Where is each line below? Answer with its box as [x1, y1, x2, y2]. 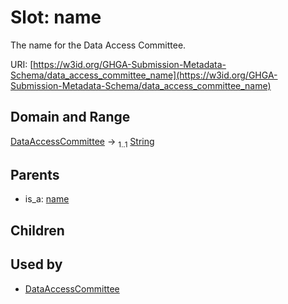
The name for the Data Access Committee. [10, 39, 187, 51]
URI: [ [10, 58, 34, 70]
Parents [10, 166, 60, 183]
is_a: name [24, 193, 70, 205]
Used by [10, 256, 63, 273]
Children [10, 222, 65, 239]
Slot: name [10, 6, 102, 29]
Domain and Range [10, 109, 131, 126]
